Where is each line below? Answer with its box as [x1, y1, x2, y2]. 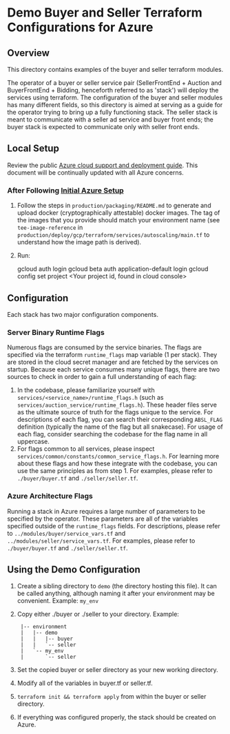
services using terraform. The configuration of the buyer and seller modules [7, 93, 223, 102]
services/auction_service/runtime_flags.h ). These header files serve [17, 400, 217, 409]
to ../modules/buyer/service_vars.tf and [7, 529, 126, 537]
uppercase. [17, 437, 50, 446]
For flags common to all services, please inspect [17, 445, 155, 453]
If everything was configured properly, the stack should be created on [17, 713, 216, 722]
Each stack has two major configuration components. [7, 310, 158, 318]
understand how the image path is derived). [17, 238, 142, 247]
